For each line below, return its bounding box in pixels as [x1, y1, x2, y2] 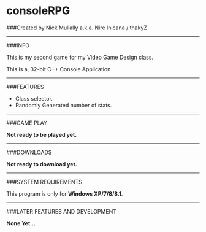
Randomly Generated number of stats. [15, 101, 112, 109]
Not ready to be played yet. [6, 131, 77, 138]
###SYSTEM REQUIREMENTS [6, 178, 83, 185]
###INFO [6, 41, 29, 49]
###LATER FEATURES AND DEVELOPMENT [6, 207, 116, 215]
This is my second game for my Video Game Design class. [6, 53, 154, 61]
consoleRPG [6, 4, 71, 18]
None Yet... [6, 219, 36, 227]
